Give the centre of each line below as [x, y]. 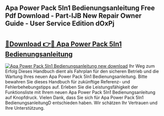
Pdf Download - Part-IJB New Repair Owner [73, 16]
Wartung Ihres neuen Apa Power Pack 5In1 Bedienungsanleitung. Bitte [76, 77]
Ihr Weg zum [142, 66]
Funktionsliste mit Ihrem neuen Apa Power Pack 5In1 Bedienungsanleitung [80, 92]
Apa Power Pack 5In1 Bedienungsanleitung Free [80, 8]
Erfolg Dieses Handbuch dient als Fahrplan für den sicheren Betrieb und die [82, 71]
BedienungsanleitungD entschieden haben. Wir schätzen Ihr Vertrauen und [81, 103]
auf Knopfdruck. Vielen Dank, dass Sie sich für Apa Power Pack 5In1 [75, 97]
